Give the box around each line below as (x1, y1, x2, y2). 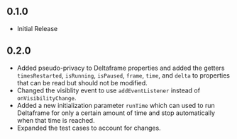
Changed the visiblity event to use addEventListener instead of (16, 86, 200, 95)
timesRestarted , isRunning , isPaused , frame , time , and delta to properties (16, 71, 231, 80)
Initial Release (16, 24, 58, 32)
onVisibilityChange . (16, 93, 77, 102)
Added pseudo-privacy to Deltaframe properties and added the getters (16, 64, 225, 72)
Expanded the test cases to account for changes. (16, 123, 161, 132)
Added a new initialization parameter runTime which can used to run (16, 101, 215, 109)
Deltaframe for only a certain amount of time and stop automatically (16, 109, 216, 117)
